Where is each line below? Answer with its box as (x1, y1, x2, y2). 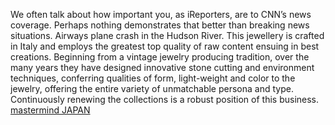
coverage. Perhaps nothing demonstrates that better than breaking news (10, 19, 310, 31)
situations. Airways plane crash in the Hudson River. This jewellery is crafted (10, 30, 325, 41)
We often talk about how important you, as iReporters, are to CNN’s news (10, 9, 312, 20)
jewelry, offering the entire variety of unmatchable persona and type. (10, 83, 294, 94)
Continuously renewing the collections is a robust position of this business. (10, 94, 320, 105)
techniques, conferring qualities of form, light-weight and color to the (10, 72, 296, 84)
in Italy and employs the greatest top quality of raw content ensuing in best (10, 40, 320, 52)
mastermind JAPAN (10, 104, 91, 116)
